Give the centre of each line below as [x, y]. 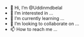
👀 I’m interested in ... [32, 13]
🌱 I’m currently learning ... [37, 18]
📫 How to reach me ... [34, 29]
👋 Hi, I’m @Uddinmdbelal [36, 8]
